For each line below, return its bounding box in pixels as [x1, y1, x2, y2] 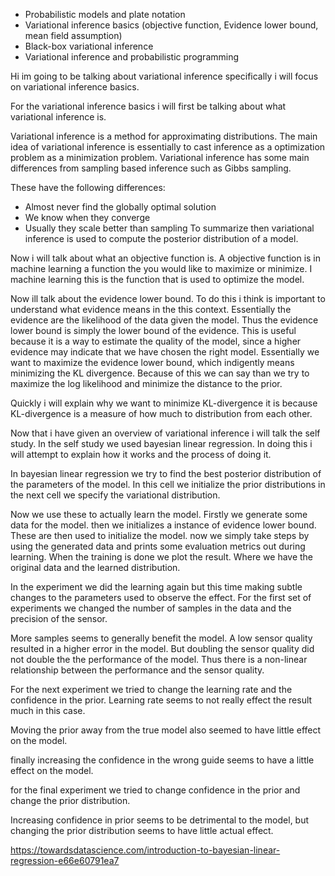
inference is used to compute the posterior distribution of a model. [24, 233, 299, 244]
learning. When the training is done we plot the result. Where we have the [10, 551, 314, 563]
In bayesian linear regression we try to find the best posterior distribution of [10, 468, 322, 479]
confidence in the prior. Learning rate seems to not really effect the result [10, 694, 313, 706]
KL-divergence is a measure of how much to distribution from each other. [10, 408, 313, 419]
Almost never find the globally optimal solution [24, 201, 217, 213]
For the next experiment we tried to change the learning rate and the [10, 684, 293, 695]
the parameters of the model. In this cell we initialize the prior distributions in [10, 479, 326, 490]
